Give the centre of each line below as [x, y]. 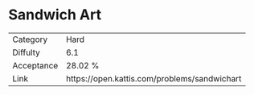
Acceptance [35, 65]
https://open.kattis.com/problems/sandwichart [154, 78]
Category [30, 39]
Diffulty [26, 52]
